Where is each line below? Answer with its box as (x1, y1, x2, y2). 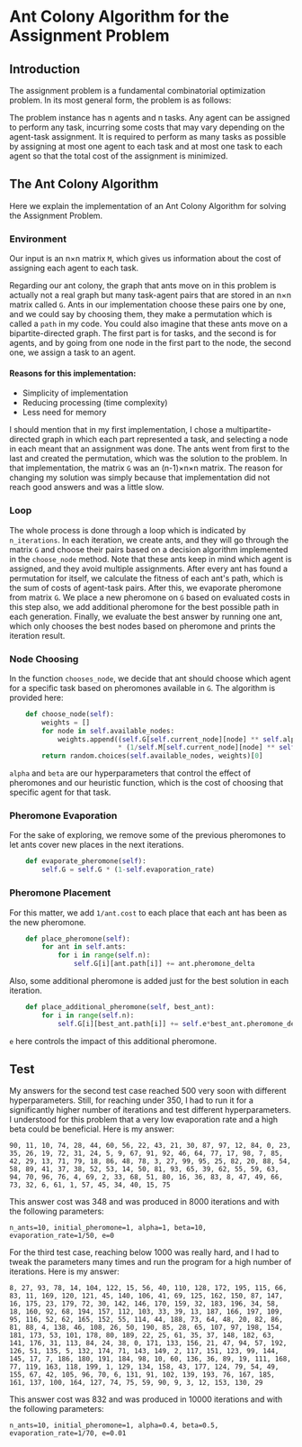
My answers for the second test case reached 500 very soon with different (9, 1086, 287, 1097)
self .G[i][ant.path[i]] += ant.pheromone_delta (73, 960, 255, 969)
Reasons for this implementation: (9, 368, 137, 378)
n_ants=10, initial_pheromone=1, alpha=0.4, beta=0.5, (9, 1421, 219, 1430)
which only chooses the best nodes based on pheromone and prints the (9, 620, 276, 632)
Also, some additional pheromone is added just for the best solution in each (9, 976, 289, 986)
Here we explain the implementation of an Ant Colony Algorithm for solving (9, 200, 287, 211)
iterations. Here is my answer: (9, 1266, 120, 1277)
